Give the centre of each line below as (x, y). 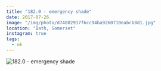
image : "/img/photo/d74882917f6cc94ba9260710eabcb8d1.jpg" (81, 22)
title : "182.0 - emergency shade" (49, 12)
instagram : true (26, 34)
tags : (13, 39)
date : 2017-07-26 (28, 17)
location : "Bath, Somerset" (41, 28)
